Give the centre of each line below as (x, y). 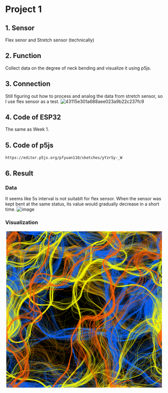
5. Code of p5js (29, 145)
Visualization (22, 222)
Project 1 (23, 9)
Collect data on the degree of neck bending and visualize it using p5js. (78, 68)
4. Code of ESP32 (33, 117)
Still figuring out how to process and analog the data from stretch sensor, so (84, 96)
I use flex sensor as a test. (32, 101)
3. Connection (28, 84)
